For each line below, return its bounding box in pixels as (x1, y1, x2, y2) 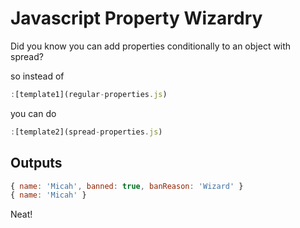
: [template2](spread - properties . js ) (10, 127, 163, 137)
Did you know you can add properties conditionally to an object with (10, 40, 292, 52)
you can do (10, 107, 57, 119)
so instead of (10, 70, 65, 82)
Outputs (10, 155, 63, 172)
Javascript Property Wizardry (10, 7, 263, 30)
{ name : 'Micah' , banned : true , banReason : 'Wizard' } (10, 181, 244, 191)
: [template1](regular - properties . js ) (10, 89, 168, 99)
